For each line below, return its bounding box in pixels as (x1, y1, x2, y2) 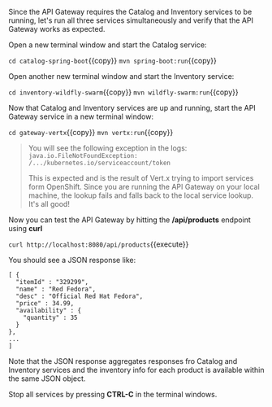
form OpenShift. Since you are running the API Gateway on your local (28, 182, 260, 191)
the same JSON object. (8, 374, 86, 383)
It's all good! (28, 199, 71, 208)
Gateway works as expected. (8, 24, 106, 33)
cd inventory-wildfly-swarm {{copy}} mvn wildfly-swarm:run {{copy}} (8, 87, 239, 97)
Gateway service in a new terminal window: (8, 112, 154, 121)
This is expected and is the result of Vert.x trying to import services (28, 173, 254, 182)
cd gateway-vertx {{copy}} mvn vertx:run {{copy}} (8, 128, 174, 137)
